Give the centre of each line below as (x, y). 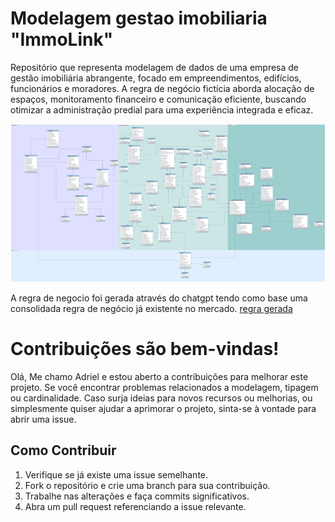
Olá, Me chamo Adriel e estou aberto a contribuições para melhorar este (159, 377)
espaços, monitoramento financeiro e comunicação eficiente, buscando (158, 99)
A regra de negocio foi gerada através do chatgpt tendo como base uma (159, 298)
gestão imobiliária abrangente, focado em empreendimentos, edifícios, (156, 78)
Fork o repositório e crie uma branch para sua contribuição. (147, 485)
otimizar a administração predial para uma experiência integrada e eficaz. (162, 109)
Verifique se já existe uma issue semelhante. (116, 474)
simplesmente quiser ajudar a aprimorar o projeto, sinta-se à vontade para (163, 409)
